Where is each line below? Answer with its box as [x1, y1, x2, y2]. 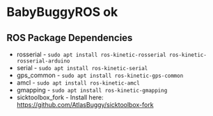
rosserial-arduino [16, 58, 70, 65]
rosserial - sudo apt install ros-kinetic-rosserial [16, 50, 166, 58]
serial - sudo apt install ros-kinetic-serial [16, 64, 148, 72]
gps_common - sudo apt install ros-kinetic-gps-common [16, 71, 184, 79]
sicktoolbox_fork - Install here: [16, 93, 104, 101]
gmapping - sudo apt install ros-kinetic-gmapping [16, 86, 168, 94]
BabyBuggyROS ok [6, 4, 118, 20]
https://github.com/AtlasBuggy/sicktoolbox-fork [16, 101, 154, 108]
